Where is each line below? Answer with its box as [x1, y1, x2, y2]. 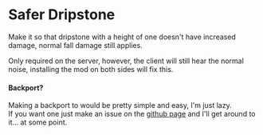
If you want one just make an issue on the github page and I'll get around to [8, 109, 256, 119]
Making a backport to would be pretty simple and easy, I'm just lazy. [8, 101, 233, 110]
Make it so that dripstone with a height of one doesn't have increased [8, 32, 237, 42]
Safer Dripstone [8, 6, 116, 24]
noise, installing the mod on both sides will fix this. [8, 64, 174, 73]
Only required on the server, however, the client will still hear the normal [8, 56, 245, 66]
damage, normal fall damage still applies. [8, 40, 143, 50]
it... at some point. [8, 117, 68, 127]
